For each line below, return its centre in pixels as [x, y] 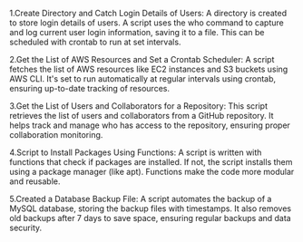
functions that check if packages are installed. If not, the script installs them [151, 162]
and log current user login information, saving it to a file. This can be [137, 32]
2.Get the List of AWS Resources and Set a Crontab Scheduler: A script [142, 59]
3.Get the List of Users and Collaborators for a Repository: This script [138, 106]
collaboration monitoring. [56, 135]
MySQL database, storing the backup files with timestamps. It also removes [151, 208]
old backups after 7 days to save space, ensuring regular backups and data [151, 218]
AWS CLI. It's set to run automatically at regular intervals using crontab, [143, 79]
